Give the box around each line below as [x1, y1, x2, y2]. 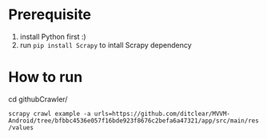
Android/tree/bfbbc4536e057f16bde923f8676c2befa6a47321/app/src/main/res [8, 117, 260, 125]
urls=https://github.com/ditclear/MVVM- [94, 110, 230, 118]
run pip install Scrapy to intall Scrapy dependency [19, 40, 192, 49]
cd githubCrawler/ [8, 94, 68, 104]
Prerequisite [8, 6, 92, 24]
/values [8, 123, 34, 132]
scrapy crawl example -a [8, 110, 91, 118]
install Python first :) [19, 32, 86, 41]
